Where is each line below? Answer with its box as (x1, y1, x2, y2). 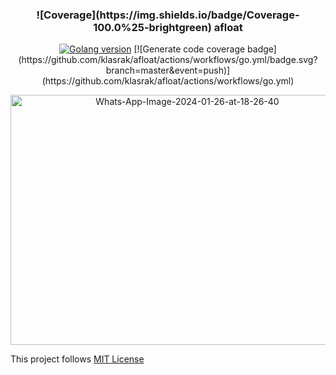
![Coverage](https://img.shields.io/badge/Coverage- (36, 8, 300, 22)
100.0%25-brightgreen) (93, 20, 212, 34)
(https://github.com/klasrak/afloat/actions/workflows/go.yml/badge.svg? (18, 54, 318, 66)
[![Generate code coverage (133, 43, 246, 55)
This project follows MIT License (10, 353, 145, 365)
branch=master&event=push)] (105, 64, 231, 77)
